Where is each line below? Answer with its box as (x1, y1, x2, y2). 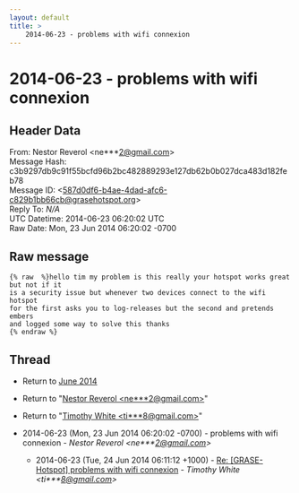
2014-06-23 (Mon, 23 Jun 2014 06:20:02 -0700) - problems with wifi (21, 428, 278, 438)
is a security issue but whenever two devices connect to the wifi (9, 289, 267, 298)
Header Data (9, 123, 81, 138)
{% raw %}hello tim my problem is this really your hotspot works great (9, 272, 291, 282)
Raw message (9, 248, 90, 264)
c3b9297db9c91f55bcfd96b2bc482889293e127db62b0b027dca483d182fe (9, 166, 288, 177)
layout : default (9, 13, 70, 22)
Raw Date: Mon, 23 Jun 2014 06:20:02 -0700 (9, 223, 177, 234)
